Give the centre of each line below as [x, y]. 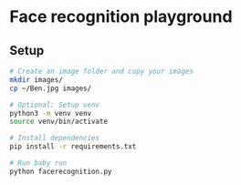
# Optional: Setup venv [55, 105]
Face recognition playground [121, 17]
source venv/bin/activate [58, 122]
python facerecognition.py [61, 171]
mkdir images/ [37, 79]
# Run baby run [38, 163]
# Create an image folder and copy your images [102, 71]
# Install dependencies [55, 139]
